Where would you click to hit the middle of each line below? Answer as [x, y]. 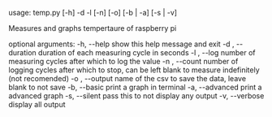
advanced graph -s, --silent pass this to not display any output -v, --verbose [136, 96]
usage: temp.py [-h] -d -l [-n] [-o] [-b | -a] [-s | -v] [93, 13]
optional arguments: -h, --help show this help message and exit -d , [121, 44]
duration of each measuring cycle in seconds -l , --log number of [147, 52]
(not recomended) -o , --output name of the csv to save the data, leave [127, 78]
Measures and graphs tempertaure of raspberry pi [93, 28]
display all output [37, 104]
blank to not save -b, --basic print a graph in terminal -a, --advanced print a [135, 87]
